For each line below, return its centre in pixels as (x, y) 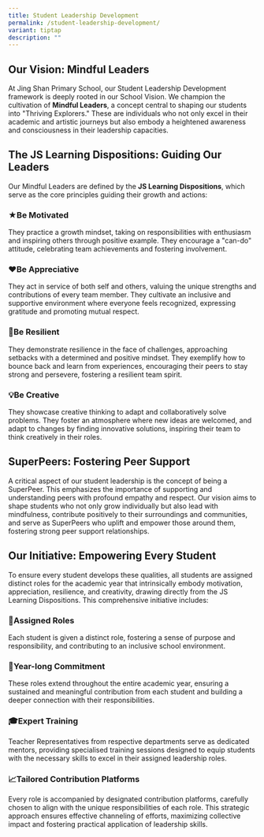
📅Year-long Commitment (57, 666)
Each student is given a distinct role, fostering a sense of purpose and (122, 637)
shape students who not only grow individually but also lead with (113, 506)
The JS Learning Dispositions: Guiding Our (115, 155)
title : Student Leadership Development (74, 15)
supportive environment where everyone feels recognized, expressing (122, 303)
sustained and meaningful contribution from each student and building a (125, 692)
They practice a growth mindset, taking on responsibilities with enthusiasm (130, 232)
